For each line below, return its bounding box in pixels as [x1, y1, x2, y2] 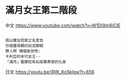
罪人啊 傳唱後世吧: [5, 49, 41, 54]
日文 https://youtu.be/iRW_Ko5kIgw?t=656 [5, 69, 95, 75]
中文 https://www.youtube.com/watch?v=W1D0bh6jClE [5, 22, 121, 28]
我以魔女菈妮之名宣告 [5, 37, 43, 43]
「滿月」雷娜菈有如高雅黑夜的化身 [5, 59, 66, 64]
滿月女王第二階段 [5, 5, 78, 16]
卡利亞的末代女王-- [5, 54, 41, 59]
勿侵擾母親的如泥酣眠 [5, 43, 43, 48]
